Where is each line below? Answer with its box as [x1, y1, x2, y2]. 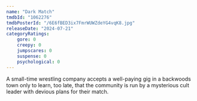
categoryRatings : [6, 31, 50, 37]
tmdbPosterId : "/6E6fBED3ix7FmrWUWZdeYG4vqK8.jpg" [6, 20, 135, 26]
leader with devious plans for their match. [6, 88, 109, 95]
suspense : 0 [17, 53, 47, 59]
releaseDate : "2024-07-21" [6, 25, 74, 32]
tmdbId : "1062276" [6, 14, 52, 20]
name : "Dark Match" [6, 8, 55, 15]
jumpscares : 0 [17, 48, 52, 54]
